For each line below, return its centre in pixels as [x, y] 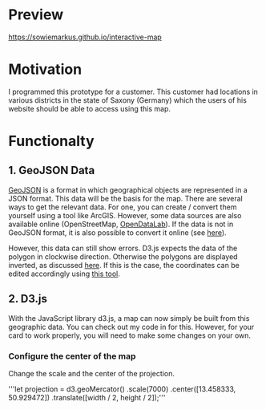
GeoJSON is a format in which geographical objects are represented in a [128, 189]
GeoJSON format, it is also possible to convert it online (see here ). [117, 232]
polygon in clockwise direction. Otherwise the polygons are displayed [123, 256]
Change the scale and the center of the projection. [91, 373]
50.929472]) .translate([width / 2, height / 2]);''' [87, 397]
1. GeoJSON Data [52, 170]
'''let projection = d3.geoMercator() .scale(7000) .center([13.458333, [122, 389]
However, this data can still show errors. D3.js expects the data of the [123, 248]
